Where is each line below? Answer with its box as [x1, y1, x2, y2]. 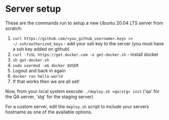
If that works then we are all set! [12, 78, 80, 84]
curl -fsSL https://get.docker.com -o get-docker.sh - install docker [12, 51, 159, 57]
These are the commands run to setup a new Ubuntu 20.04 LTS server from [5, 20, 163, 26]
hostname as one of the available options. [5, 109, 93, 115]
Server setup [5, 3, 61, 15]
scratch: [5, 25, 23, 31]
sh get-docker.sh [12, 57, 50, 63]
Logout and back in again [12, 67, 66, 74]
